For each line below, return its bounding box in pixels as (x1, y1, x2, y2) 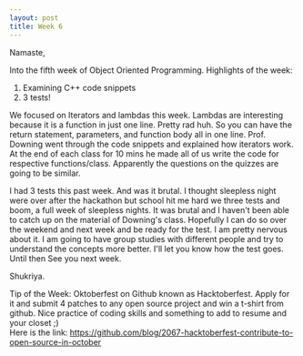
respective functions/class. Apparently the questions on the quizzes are (9, 158, 279, 168)
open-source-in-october (9, 336, 102, 347)
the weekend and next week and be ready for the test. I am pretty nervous (9, 224, 288, 235)
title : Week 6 (9, 22, 64, 31)
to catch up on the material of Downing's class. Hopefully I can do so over (9, 214, 288, 225)
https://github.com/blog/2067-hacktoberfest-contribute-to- (69, 327, 294, 338)
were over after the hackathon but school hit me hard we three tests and (9, 195, 280, 206)
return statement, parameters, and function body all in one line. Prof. (9, 128, 267, 139)
